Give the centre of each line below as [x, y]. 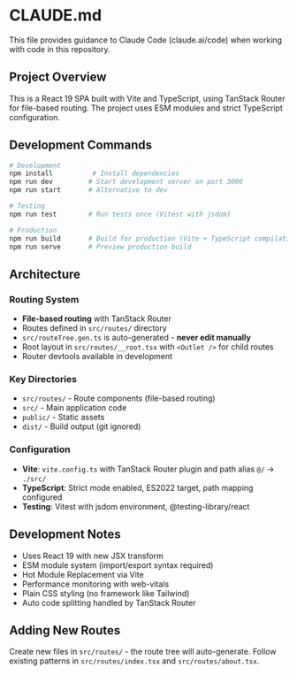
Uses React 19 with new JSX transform [92, 556]
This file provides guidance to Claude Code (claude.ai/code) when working [146, 40]
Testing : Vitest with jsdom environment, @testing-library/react [136, 506]
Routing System [44, 299]
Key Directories [43, 380]
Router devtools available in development [97, 357]
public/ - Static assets [63, 418]
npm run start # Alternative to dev [88, 190]
